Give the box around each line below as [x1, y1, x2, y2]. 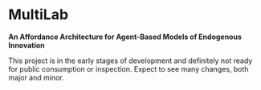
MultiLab [8, 6, 69, 24]
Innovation [8, 40, 46, 49]
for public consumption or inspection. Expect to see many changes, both [8, 64, 249, 73]
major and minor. [8, 72, 64, 82]
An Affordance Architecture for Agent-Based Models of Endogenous [8, 32, 243, 41]
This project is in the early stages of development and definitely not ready [8, 56, 253, 65]
